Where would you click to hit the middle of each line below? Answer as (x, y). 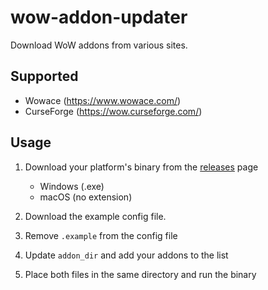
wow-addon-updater (99, 17)
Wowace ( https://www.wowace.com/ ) (103, 100)
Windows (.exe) (72, 186)
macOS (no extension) (86, 197)
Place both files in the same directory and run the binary (140, 274)
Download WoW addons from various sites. (99, 45)
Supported (44, 76)
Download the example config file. (95, 216)
